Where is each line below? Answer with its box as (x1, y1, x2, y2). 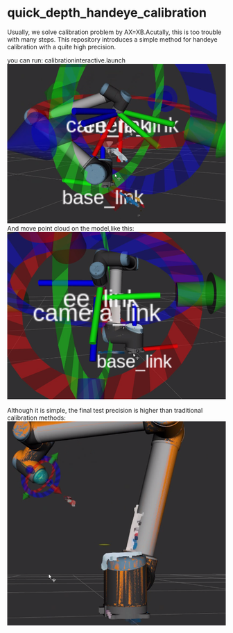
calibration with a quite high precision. (7, 42, 116, 51)
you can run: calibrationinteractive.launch (7, 56, 126, 64)
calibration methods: (7, 413, 66, 422)
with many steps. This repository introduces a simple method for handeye (7, 35, 218, 43)
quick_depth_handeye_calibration (7, 5, 207, 21)
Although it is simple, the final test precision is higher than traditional (7, 406, 203, 414)
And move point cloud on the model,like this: (7, 224, 135, 233)
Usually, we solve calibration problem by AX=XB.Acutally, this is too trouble (7, 28, 222, 36)
